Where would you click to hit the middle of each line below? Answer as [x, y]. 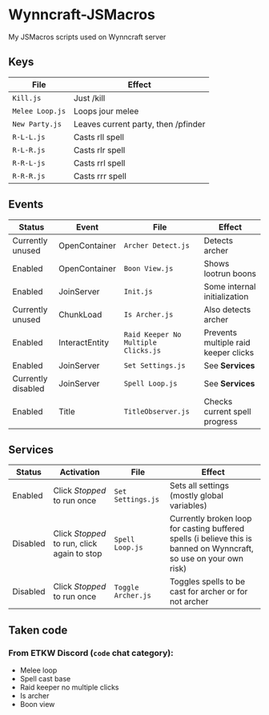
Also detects [227, 310]
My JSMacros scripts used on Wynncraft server [87, 37]
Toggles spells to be [207, 581]
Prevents [221, 332]
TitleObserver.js [157, 411]
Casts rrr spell [100, 176]
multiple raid [227, 342]
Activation [80, 472]
